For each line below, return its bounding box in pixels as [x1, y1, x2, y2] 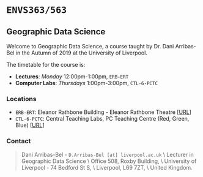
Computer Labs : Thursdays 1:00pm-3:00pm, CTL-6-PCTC [15, 80, 158, 86]
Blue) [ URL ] [15, 121, 45, 129]
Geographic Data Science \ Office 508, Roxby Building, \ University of [21, 157, 197, 165]
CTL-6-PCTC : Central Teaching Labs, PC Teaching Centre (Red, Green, [15, 115, 190, 122]
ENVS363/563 [6, 4, 67, 16]
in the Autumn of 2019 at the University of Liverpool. [15, 49, 148, 56]
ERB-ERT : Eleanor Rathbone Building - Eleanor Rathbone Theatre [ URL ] [15, 108, 191, 116]
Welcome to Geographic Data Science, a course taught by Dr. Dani [6, 43, 174, 50]
